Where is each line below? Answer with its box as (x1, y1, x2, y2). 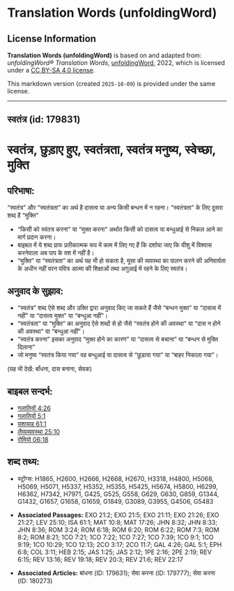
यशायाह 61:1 (17, 420, 47, 428)
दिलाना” (17, 343, 36, 352)
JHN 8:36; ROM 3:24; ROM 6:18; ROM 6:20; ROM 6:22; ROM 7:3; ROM (17, 525, 219, 534)
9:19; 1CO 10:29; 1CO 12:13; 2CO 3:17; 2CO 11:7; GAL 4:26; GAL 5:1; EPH (17, 540, 222, 548)
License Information (7, 33, 96, 45)
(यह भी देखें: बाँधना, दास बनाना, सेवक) (7, 365, 93, 373)
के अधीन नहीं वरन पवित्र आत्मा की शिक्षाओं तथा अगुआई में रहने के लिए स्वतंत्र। (17, 264, 188, 273)
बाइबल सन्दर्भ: (7, 385, 54, 397)
